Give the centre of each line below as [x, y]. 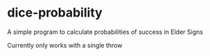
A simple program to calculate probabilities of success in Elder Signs [105, 32]
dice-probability [55, 13]
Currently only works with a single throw [65, 45]
